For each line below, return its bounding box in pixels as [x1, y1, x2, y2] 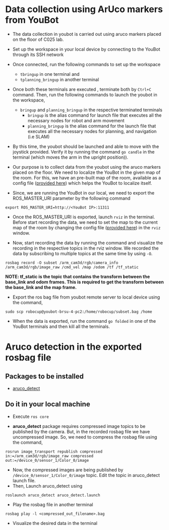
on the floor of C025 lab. [12, 36, 64, 42]
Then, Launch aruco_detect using [12, 483, 83, 489]
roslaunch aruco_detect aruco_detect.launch [5, 493, 100, 498]
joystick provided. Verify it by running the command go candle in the [12, 149, 155, 155]
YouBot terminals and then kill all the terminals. [12, 323, 110, 329]
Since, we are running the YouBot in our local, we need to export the [12, 189, 155, 196]
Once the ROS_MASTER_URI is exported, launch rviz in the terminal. [12, 214, 155, 220]
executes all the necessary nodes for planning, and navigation [27, 128, 157, 134]
